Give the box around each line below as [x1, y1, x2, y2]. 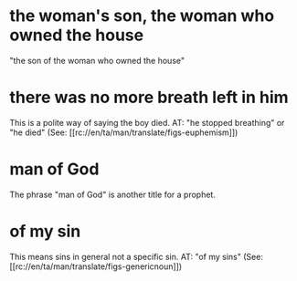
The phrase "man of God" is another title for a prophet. [9, 189, 217, 200]
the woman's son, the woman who [9, 5, 275, 26]
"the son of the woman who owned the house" [9, 55, 186, 66]
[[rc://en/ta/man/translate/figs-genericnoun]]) [9, 261, 183, 272]
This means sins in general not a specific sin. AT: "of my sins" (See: [9, 251, 263, 262]
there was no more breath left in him [9, 88, 290, 108]
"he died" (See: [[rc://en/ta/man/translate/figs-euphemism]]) [9, 127, 239, 138]
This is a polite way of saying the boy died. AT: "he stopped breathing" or [9, 117, 285, 128]
